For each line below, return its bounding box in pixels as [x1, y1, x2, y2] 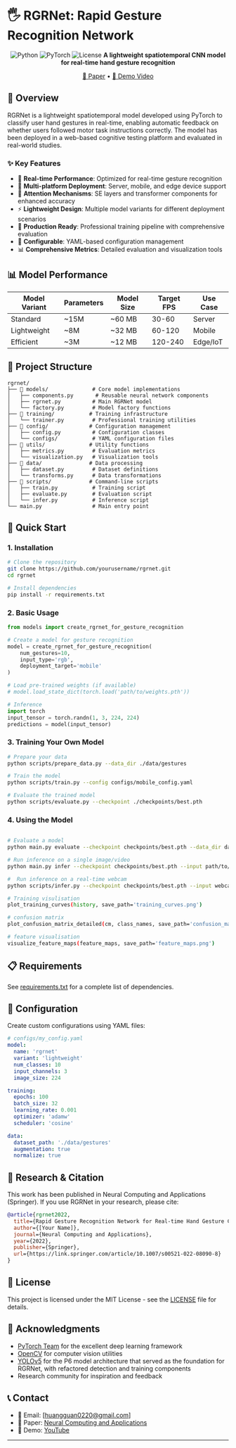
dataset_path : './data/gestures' [13, 1139, 112, 1146]
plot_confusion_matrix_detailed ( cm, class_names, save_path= [7, 921, 190, 928]
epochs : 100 [13, 1093, 49, 1100]
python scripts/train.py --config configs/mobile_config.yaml [7, 779, 193, 787]
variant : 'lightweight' [13, 1055, 83, 1062]
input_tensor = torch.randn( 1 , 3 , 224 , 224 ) [7, 714, 140, 721]
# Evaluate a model [7, 837, 65, 844]
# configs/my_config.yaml [7, 1035, 83, 1042]
